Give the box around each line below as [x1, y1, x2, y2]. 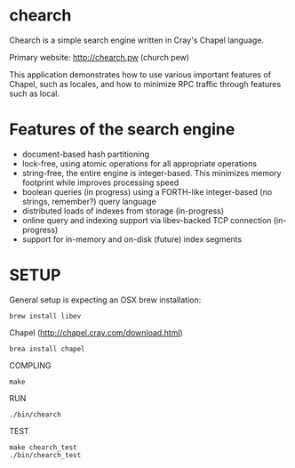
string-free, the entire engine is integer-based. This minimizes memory [21, 167, 282, 178]
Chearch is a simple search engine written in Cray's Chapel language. [9, 35, 265, 45]
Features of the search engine [9, 119, 235, 140]
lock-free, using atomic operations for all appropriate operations [21, 157, 258, 169]
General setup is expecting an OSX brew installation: [9, 295, 202, 305]
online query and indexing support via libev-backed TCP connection [21, 214, 272, 225]
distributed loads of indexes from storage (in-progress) [21, 206, 225, 216]
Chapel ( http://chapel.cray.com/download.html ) [9, 327, 184, 338]
